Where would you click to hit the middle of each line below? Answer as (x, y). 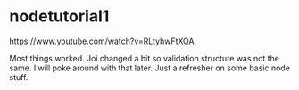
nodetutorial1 (59, 16)
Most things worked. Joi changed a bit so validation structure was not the (144, 58)
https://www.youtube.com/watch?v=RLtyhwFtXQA (102, 41)
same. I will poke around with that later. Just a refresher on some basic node (149, 68)
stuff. (19, 77)
